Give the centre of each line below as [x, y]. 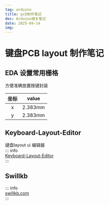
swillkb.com [17, 193]
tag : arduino [18, 10]
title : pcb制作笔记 [23, 14]
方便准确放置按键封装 [26, 85]
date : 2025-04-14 [23, 23]
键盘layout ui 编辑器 [25, 145]
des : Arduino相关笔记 [26, 19]
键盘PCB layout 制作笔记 [54, 53]
